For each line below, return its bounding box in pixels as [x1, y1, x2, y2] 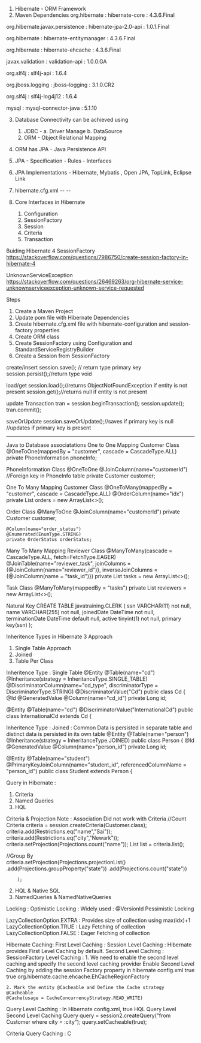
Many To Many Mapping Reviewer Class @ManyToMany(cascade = [6, 547, 173, 554]
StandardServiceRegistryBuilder [14, 346, 95, 353]
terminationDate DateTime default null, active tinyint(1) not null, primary [6, 615, 181, 622]
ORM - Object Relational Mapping [23, 134, 106, 141]
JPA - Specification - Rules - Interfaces [14, 157, 112, 164]
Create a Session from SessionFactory [14, 352, 110, 359]
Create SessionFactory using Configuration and [14, 339, 133, 347]
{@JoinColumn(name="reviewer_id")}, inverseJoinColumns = [6, 566, 158, 573]
